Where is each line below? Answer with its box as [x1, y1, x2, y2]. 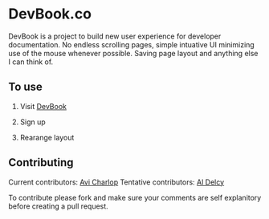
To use [8, 80, 43, 94]
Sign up [19, 117, 46, 127]
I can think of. [8, 57, 54, 67]
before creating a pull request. [8, 201, 108, 211]
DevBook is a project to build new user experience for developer [8, 31, 222, 41]
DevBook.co [8, 5, 92, 23]
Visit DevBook [19, 101, 67, 111]
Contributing [8, 156, 74, 169]
